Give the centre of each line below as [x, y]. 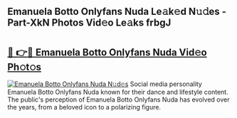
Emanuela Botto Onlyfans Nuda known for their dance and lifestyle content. [118, 92]
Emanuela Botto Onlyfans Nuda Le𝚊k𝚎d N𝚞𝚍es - [117, 12]
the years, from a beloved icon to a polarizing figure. [84, 107]
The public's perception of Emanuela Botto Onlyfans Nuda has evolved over [118, 100]
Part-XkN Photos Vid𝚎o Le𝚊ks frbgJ [89, 23]
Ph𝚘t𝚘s [24, 67]
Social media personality [166, 84]
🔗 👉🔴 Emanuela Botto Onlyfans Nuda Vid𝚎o [107, 52]
